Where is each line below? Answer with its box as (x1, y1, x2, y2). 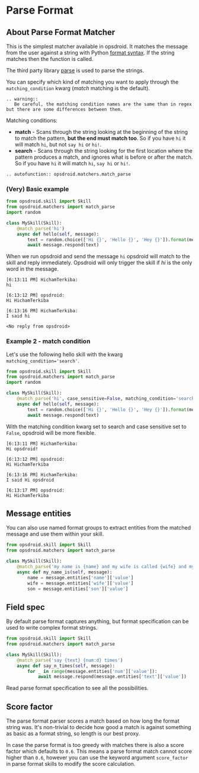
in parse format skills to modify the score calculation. (6, 761, 136, 768)
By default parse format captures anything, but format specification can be (6, 618, 189, 625)
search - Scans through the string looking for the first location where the (14, 147, 192, 154)
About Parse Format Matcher (6, 27, 115, 37)
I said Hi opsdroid (6, 477, 54, 483)
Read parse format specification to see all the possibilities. (6, 685, 149, 692)
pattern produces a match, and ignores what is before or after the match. (14, 153, 193, 161)
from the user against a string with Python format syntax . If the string (6, 49, 175, 56)
